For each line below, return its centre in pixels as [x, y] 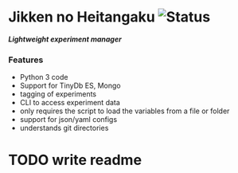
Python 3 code [44, 77]
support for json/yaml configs [68, 120]
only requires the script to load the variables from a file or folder [125, 111]
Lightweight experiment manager [65, 39]
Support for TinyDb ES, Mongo [70, 86]
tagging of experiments [58, 94]
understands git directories [64, 128]
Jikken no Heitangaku [82, 17]
